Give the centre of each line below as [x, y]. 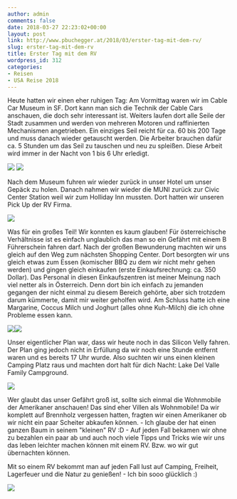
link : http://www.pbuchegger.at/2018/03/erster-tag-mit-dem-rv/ [105, 41]
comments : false [31, 21]
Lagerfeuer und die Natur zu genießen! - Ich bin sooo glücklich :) [102, 474]
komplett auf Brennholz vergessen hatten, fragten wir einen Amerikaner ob [117, 415]
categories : [25, 67]
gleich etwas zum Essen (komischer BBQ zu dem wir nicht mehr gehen [111, 262]
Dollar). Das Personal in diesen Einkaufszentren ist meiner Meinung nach [114, 277]
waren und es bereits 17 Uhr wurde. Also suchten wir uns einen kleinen [111, 358]
